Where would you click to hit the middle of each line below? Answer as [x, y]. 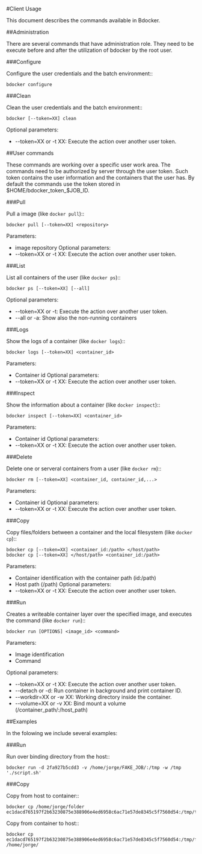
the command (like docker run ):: [46, 620]
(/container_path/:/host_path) [51, 710]
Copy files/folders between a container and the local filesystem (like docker [99, 532]
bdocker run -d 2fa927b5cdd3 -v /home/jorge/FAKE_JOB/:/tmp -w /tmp [94, 768]
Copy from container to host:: [43, 823]
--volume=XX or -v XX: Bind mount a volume [70, 703]
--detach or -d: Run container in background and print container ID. [98, 691]
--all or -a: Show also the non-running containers [76, 318]
